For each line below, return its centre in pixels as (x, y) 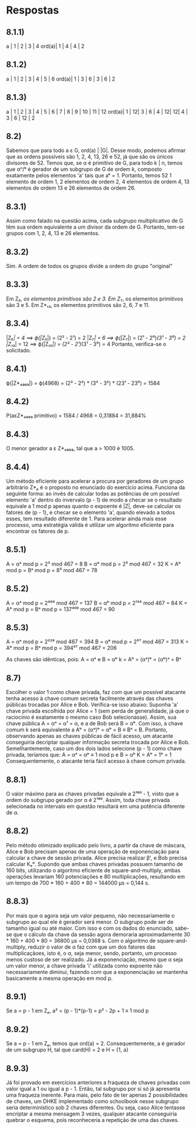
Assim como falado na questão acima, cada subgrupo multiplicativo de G (95, 221)
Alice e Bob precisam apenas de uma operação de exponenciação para (93, 851)
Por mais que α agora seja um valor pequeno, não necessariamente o (90, 915)
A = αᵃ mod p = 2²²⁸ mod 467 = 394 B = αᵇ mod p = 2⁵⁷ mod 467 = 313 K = (98, 642)
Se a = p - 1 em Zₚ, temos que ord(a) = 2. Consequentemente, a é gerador (96, 1044)
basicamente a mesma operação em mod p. (59, 978)
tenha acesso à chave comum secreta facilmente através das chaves (90, 698)
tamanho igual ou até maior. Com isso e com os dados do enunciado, (90, 928)
